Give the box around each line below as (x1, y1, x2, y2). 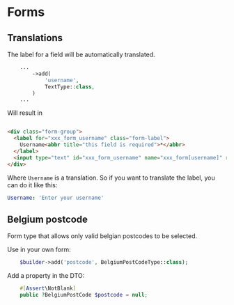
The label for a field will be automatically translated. (7, 50, 155, 58)
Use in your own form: (7, 245, 71, 254)
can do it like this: (7, 180, 58, 189)
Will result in (7, 109, 43, 117)
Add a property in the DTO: (7, 272, 85, 280)
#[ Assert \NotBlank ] (19, 285, 77, 292)
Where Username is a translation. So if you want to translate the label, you (7, 173, 215, 182)
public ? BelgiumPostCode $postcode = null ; (19, 291, 148, 298)
